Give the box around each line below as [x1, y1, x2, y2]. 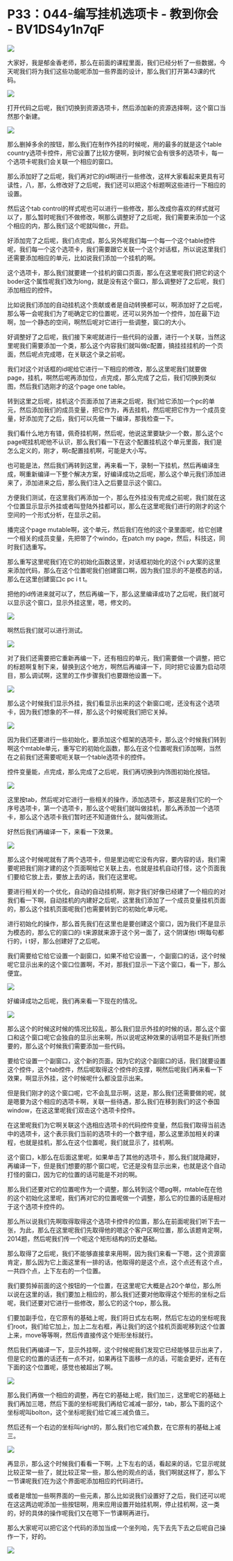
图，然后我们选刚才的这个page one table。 [7, 382, 130, 390]
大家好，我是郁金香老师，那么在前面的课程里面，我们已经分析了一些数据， [7, 58, 220, 67]
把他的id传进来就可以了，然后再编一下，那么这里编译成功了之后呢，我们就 [7, 590, 219, 598]
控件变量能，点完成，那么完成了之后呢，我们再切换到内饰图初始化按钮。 [7, 767, 214, 776]
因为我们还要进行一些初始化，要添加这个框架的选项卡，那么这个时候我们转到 [7, 735, 226, 744]
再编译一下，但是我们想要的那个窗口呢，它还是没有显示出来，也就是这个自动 [7, 1161, 226, 1170]
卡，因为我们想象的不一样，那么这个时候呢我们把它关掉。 [7, 708, 171, 716]
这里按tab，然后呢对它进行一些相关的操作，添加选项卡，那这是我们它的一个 [7, 795, 223, 803]
